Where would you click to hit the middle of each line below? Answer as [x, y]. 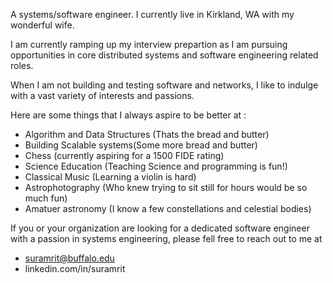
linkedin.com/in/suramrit [75, 268]
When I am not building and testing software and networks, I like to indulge [164, 85]
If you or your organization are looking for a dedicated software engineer [160, 228]
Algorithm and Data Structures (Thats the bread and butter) [147, 134]
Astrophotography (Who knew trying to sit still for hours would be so [166, 187]
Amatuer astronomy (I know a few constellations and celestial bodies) [168, 208]
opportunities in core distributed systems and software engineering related [164, 55]
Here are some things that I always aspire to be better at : [128, 115]
